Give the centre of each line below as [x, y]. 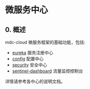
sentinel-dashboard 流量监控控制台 [47, 71]
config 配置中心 [28, 59]
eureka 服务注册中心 [33, 53]
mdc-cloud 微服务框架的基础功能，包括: [45, 42]
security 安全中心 [30, 65]
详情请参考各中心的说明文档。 [35, 81]
